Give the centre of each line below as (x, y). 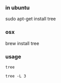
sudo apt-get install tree (31, 19)
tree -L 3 (16, 76)
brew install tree (22, 43)
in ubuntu (17, 8)
